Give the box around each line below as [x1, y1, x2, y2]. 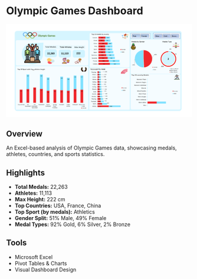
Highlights [6, 168, 45, 178]
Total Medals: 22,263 [14, 184, 68, 191]
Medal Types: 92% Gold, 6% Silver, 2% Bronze [14, 221, 131, 228]
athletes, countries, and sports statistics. [6, 151, 105, 158]
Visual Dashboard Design [14, 266, 77, 273]
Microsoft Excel [14, 253, 53, 260]
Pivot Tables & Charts [14, 260, 67, 267]
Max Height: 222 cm [14, 196, 66, 203]
